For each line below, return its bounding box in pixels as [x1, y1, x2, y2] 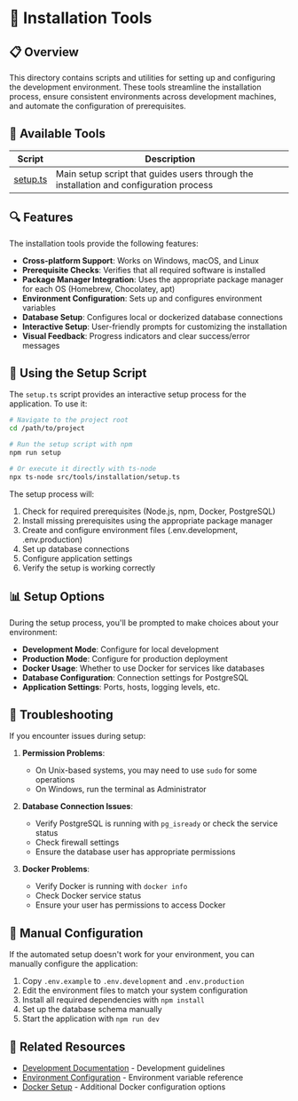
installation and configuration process [56, 178, 214, 191]
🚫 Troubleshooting [9, 707, 114, 722]
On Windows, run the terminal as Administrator [35, 784, 207, 795]
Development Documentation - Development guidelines [21, 1062, 225, 1073]
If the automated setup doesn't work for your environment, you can [9, 949, 255, 960]
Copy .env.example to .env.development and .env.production [21, 976, 245, 987]
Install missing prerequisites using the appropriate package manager [21, 515, 273, 526]
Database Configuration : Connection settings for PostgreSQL [21, 672, 249, 682]
